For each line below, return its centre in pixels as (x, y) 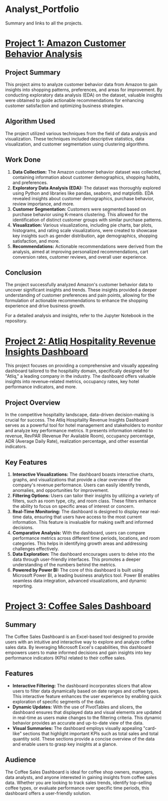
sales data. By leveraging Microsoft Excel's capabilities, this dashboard (78, 647)
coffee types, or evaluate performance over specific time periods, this (77, 788)
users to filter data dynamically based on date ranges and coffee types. (86, 691)
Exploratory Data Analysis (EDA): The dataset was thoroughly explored (86, 188)
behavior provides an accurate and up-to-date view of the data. (78, 723)
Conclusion (23, 272)
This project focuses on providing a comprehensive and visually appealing (82, 366)
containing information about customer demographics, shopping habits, (86, 177)
